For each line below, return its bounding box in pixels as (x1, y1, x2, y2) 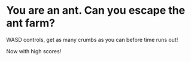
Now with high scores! (6, 47, 62, 54)
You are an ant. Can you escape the (6, 4, 186, 17)
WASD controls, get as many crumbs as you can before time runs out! (6, 36, 178, 43)
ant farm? (6, 16, 56, 30)
